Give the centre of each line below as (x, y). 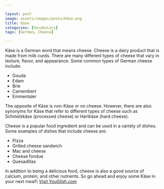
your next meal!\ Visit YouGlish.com (41, 182)
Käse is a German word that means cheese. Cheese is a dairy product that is (82, 51)
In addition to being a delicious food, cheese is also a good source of (75, 171)
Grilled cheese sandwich (37, 146)
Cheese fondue (28, 156)
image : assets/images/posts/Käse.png (44, 18)
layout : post (18, 14)
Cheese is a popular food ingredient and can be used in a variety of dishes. (81, 126)
